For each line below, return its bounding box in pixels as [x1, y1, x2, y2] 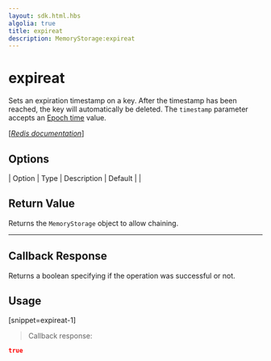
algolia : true [8, 19, 56, 27]
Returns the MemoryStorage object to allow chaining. [8, 218, 179, 228]
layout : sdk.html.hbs [8, 11, 81, 20]
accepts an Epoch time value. [8, 113, 106, 123]
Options [8, 152, 50, 166]
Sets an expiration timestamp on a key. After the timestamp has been [8, 96, 237, 106]
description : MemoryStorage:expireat [8, 34, 135, 43]
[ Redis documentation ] [8, 128, 85, 138]
